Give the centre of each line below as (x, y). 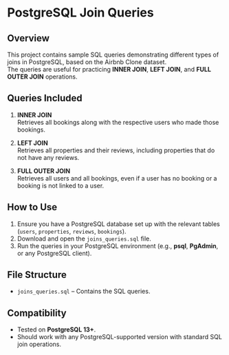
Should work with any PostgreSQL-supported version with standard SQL (119, 337)
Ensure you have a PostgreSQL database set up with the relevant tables (118, 224)
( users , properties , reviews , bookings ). (72, 231)
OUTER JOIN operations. (42, 77)
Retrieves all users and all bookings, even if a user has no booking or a (117, 178)
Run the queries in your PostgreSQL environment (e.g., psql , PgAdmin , (118, 245)
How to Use (32, 207)
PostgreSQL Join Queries (80, 13)
